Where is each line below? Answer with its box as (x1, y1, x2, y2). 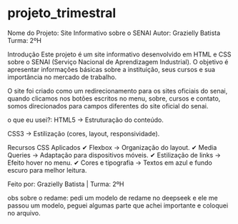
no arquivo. (7, 208, 41, 217)
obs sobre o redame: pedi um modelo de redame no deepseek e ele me (7, 193, 218, 202)
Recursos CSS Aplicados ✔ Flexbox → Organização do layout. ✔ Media (7, 143, 217, 151)
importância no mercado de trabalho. (7, 73, 117, 81)
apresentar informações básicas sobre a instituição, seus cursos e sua (7, 65, 216, 73)
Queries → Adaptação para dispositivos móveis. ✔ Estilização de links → (7, 151, 222, 159)
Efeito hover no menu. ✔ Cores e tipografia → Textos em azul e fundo (7, 158, 212, 167)
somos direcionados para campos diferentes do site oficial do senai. (7, 101, 209, 110)
